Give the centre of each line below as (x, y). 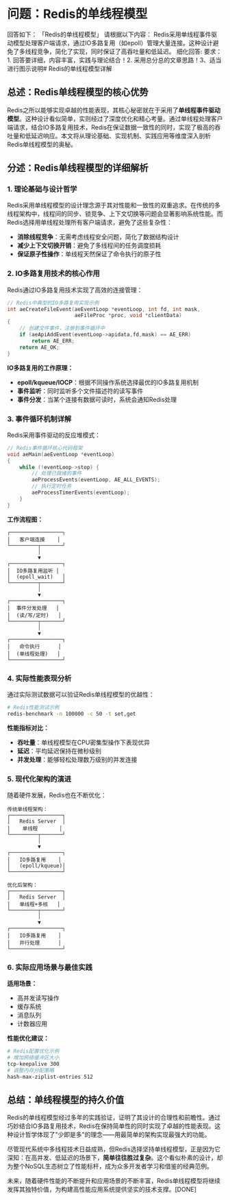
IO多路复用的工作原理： (40, 368)
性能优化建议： (28, 1038)
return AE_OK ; (39, 347)
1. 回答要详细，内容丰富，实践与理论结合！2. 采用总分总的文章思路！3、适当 (114, 60)
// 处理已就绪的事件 (57, 473)
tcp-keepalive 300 (33, 1064)
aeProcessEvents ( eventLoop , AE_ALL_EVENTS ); (96, 480)
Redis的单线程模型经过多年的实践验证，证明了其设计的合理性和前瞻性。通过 (114, 1118)
